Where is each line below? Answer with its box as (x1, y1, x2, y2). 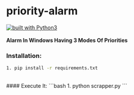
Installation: (6, 51, 42, 60)
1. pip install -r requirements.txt (6, 65, 98, 71)
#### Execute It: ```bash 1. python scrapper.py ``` (6, 82, 127, 90)
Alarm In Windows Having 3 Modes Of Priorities (6, 36, 128, 44)
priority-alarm (6, 4, 78, 18)
